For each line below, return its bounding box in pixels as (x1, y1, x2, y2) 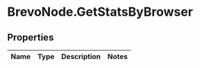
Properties (7, 32, 54, 43)
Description (61, 52, 101, 61)
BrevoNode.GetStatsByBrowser (7, 4, 193, 20)
